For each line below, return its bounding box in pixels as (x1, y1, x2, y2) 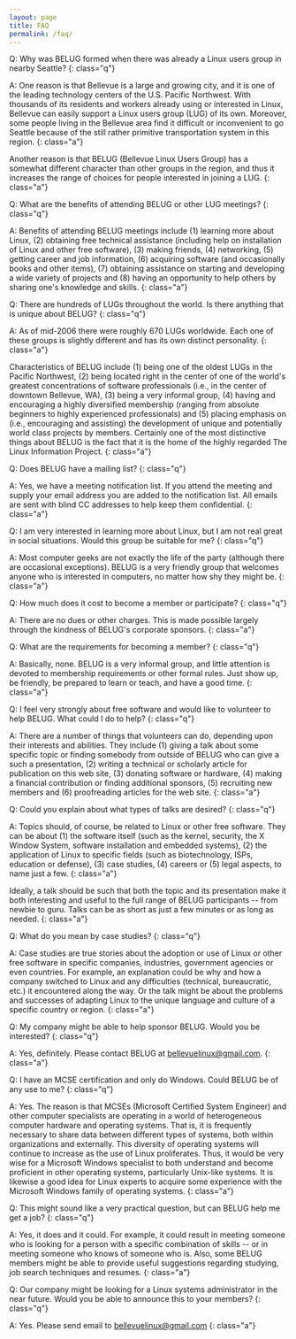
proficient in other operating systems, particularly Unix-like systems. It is (9, 1167, 274, 1178)
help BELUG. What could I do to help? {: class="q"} (9, 713, 195, 724)
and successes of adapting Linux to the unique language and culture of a (9, 995, 276, 1005)
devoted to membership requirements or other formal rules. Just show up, (9, 668, 278, 679)
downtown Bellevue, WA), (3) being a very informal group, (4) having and (9, 390, 276, 401)
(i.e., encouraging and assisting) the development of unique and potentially (9, 418, 283, 429)
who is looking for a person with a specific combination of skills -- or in (9, 1239, 268, 1250)
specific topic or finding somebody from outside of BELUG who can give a (9, 750, 280, 760)
